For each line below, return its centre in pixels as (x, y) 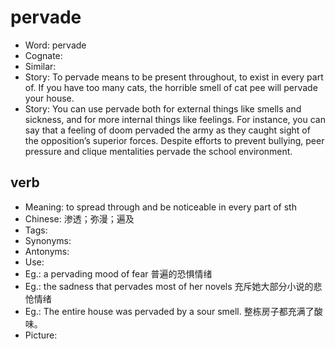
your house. (49, 98)
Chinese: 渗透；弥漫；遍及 (79, 218)
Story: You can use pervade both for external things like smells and (163, 108)
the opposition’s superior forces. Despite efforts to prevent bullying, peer (174, 140)
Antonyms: (47, 251)
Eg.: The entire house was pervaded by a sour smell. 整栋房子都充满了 (169, 311)
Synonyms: (48, 240)
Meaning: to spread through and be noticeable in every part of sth (160, 207)
